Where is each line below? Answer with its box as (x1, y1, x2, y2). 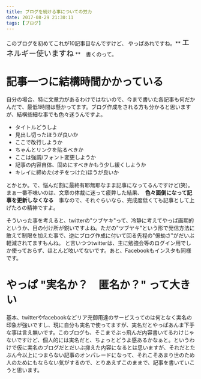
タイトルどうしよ (14, 124, 58, 131)
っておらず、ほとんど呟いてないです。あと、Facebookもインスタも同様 (16, 247, 192, 254)
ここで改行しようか (14, 139, 63, 146)
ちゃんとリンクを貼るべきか (14, 146, 84, 153)
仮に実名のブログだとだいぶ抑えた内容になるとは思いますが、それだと (16, 344, 190, 351)
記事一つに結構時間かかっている (6, 75, 164, 88)
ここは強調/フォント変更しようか (14, 154, 96, 161)
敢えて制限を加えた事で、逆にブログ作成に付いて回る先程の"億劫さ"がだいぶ (6, 232, 195, 239)
